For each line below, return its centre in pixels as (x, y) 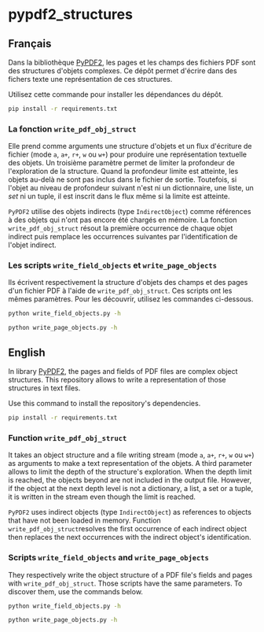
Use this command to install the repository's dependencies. (104, 404)
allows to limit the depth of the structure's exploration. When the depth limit (130, 472)
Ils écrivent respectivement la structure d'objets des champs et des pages (128, 283)
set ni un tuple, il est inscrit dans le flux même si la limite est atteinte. (119, 196)
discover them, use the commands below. (76, 591)
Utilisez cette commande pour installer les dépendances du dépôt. (116, 94)
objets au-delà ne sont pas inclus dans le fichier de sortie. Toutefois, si (123, 179)
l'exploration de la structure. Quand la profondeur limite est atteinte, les (123, 172)
